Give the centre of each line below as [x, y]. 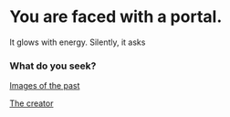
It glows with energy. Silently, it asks [78, 42]
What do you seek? [53, 66]
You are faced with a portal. [116, 17]
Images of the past [45, 86]
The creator [31, 103]
